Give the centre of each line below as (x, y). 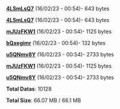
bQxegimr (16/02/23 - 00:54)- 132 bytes (56, 43)
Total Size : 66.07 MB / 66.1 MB (44, 100)
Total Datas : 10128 (29, 89)
